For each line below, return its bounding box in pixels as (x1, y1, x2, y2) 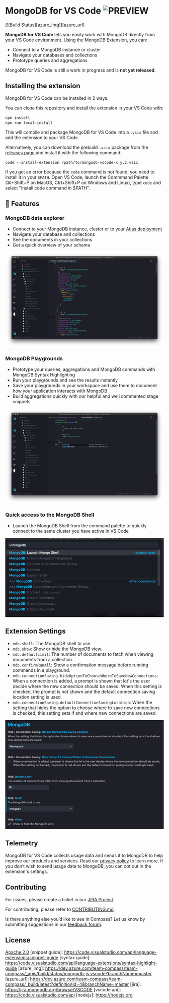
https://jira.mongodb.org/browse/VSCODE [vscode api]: (5, 987, 121, 993)
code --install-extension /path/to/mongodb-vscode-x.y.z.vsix (5, 160, 138, 165)
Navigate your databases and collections (12, 52, 98, 58)
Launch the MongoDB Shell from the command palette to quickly (12, 523, 147, 529)
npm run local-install (5, 120, 53, 126)
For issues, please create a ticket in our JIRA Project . (5, 896, 115, 902)
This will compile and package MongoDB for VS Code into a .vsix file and (5, 129, 158, 135)
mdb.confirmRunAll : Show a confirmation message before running (12, 662, 148, 668)
